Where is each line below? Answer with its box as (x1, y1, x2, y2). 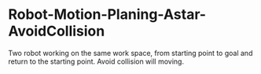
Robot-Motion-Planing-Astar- (8, 6, 207, 24)
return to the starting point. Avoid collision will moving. (8, 57, 185, 66)
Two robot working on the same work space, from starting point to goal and (8, 48, 253, 57)
